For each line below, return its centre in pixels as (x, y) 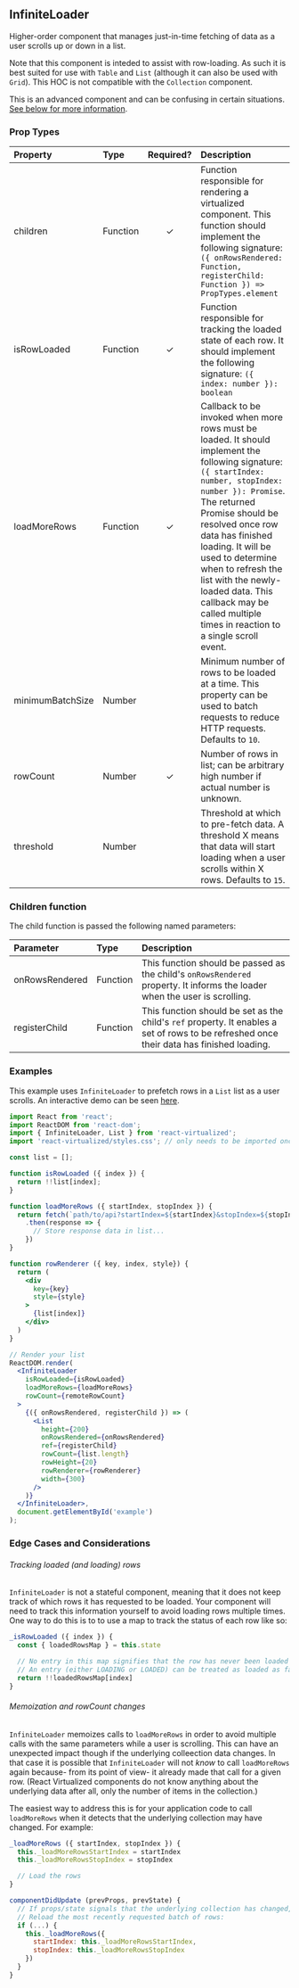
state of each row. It (242, 341)
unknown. (221, 799)
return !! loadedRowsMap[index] (75, 1678)
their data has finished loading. (206, 1044)
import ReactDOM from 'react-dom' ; (75, 1125)
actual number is (235, 788)
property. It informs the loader (204, 986)
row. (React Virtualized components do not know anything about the (134, 1781)
